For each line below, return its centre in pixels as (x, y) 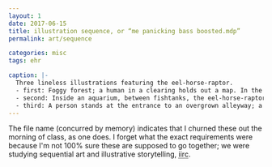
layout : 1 (25, 16)
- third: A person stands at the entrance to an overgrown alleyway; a (139, 105)
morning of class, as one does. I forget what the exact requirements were (131, 137)
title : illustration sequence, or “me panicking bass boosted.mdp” (125, 31)
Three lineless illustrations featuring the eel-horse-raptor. (124, 83)
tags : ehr (25, 61)
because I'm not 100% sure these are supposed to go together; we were (129, 146)
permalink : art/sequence (50, 39)
